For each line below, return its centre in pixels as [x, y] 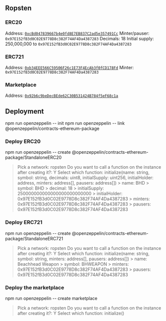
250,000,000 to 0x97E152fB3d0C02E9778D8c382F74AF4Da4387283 [68, 44]
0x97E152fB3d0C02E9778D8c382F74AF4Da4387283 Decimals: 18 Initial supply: [80, 38]
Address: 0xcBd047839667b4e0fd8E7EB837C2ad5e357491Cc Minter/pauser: [77, 33]
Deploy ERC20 [23, 141]
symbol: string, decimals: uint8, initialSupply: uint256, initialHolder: [85, 178]
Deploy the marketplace [35, 287]
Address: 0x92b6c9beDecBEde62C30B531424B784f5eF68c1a [62, 96]
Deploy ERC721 [24, 222]
